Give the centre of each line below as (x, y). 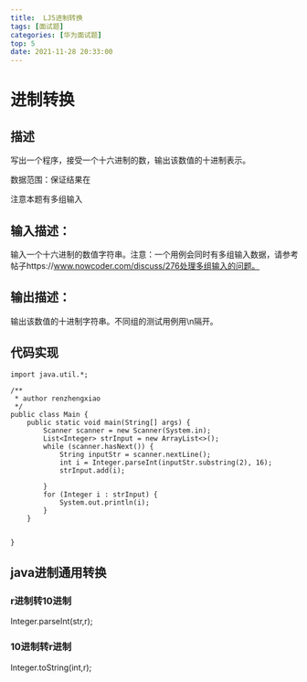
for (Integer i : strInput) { (101, 495)
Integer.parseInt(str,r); (52, 622)
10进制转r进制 (41, 647)
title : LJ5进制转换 (47, 18)
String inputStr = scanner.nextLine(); (135, 454)
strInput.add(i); (92, 470)
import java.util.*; (50, 374)
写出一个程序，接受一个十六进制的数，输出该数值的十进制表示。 (130, 160)
